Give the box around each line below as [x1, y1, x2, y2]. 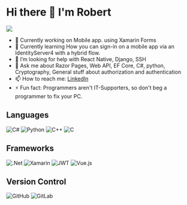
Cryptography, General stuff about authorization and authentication [14, 68, 182, 76]
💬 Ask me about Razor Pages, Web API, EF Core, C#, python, [14, 62, 165, 69]
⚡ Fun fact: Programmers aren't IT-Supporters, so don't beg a [14, 84, 167, 91]
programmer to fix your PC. [14, 92, 83, 100]
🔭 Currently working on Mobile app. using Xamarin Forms [14, 36, 157, 44]
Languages [6, 110, 49, 120]
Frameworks [6, 143, 55, 153]
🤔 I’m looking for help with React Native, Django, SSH [14, 55, 147, 62]
